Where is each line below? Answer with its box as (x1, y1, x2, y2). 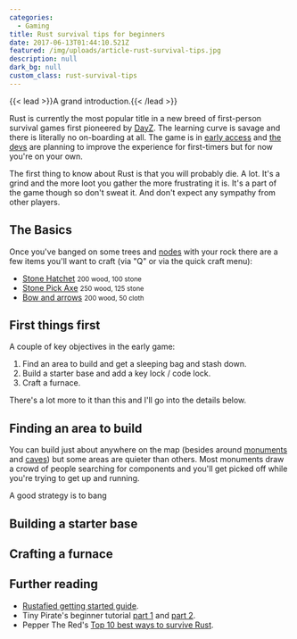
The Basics (9, 222, 73, 237)
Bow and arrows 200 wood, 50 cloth (21, 292, 144, 303)
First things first (9, 318, 101, 333)
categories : (9, 12, 54, 22)
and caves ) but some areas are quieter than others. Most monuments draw (9, 454, 285, 465)
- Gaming (17, 21, 50, 30)
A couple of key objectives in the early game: (9, 341, 176, 353)
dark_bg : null (9, 63, 62, 72)
